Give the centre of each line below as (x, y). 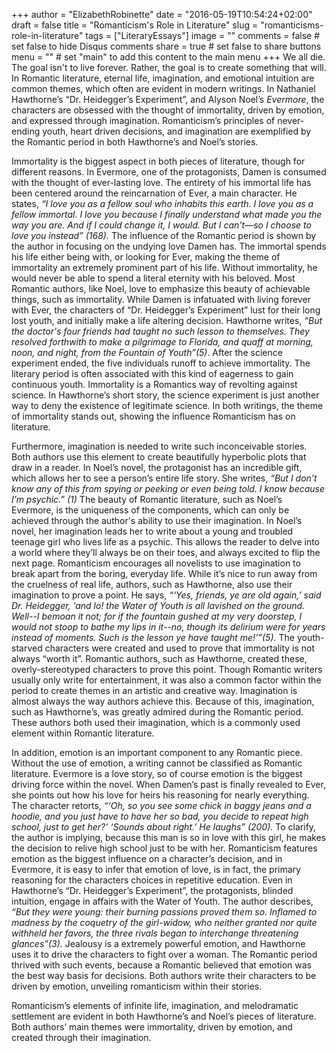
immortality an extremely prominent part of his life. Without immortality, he (164, 267)
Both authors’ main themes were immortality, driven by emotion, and (152, 1027)
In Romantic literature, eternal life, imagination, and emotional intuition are (163, 78)
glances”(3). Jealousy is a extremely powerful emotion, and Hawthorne (158, 943)
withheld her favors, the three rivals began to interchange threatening (155, 933)
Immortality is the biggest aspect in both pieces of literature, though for (158, 161)
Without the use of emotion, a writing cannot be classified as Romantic (157, 763)
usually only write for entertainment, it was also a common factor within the (166, 680)
